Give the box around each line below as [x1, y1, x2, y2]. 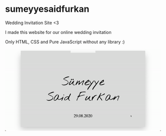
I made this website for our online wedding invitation [5, 29, 112, 35]
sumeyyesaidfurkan [5, 3, 90, 15]
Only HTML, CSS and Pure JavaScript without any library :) [5, 38, 125, 45]
